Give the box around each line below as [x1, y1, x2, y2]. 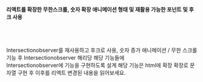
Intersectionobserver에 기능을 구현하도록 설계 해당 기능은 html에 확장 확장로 [6, 61, 189, 69]
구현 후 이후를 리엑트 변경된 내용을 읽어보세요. [17, 69, 126, 76]
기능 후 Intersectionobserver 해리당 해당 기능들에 [6, 54, 125, 61]
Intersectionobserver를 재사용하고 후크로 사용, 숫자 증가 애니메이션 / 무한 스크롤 [6, 46, 198, 54]
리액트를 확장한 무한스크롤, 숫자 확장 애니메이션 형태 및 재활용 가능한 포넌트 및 [6, 6, 188, 13]
